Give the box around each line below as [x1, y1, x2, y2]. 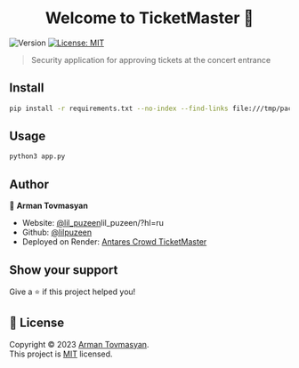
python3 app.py [9, 152, 66, 161]
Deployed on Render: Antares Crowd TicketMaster [21, 236, 207, 247]
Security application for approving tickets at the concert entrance [30, 54, 271, 65]
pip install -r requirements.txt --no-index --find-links [9, 104, 229, 113]
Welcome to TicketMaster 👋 [44, 8, 255, 28]
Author [9, 177, 49, 192]
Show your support [9, 262, 118, 277]
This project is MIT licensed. [9, 348, 113, 359]
